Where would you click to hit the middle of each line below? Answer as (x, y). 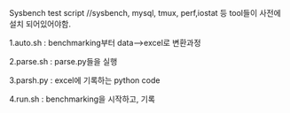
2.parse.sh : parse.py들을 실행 (63, 61)
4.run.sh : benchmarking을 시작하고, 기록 (82, 99)
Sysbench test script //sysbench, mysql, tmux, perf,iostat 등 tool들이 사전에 (145, 13)
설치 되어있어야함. (40, 24)
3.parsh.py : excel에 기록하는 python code (85, 80)
